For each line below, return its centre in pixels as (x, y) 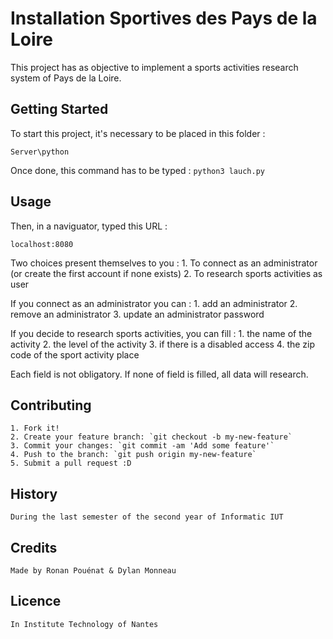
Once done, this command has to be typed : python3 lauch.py (137, 170)
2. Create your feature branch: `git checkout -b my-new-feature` (151, 437)
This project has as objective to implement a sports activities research (154, 67)
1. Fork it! (35, 428)
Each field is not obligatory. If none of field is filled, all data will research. (159, 374)
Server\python (40, 152)
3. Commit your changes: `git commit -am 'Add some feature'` (142, 446)
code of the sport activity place (75, 354)
